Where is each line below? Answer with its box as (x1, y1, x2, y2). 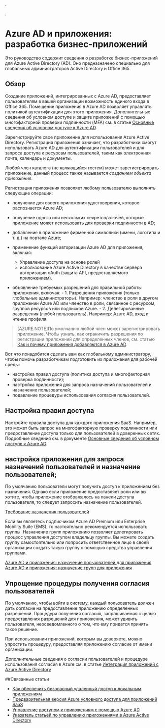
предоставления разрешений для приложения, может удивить (5, 616, 138, 622)
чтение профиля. (12, 316, 48, 322)
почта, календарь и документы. (5, 155, 72, 161)
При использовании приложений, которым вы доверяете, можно (5, 636, 143, 642)
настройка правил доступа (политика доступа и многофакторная (12, 371, 150, 377)
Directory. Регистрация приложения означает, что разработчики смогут (5, 139, 157, 145)
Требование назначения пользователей (5, 509, 90, 515)
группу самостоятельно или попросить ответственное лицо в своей (5, 539, 149, 545)
